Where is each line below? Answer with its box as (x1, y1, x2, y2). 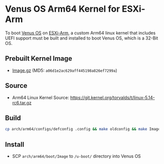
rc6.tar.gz (12, 100, 32, 105)
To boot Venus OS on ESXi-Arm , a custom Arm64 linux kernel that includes (5, 30, 156, 36)
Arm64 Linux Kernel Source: (12, 94, 69, 101)
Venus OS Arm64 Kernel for (5, 3, 121, 15)
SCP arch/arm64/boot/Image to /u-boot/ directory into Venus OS (12, 153, 141, 159)
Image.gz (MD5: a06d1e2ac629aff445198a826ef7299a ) (12, 67, 118, 73)
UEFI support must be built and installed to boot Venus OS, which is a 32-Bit (5, 35, 159, 41)
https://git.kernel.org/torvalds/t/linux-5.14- (70, 94, 155, 101)
